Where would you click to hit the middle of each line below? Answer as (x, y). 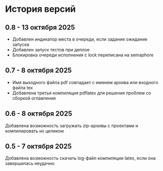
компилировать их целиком (35, 131)
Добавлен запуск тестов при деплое (51, 50)
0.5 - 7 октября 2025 (39, 147)
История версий (41, 9)
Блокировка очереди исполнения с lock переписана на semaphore (83, 55)
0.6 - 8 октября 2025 (39, 114)
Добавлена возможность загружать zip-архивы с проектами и (72, 126)
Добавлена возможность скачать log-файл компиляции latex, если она (81, 158)
